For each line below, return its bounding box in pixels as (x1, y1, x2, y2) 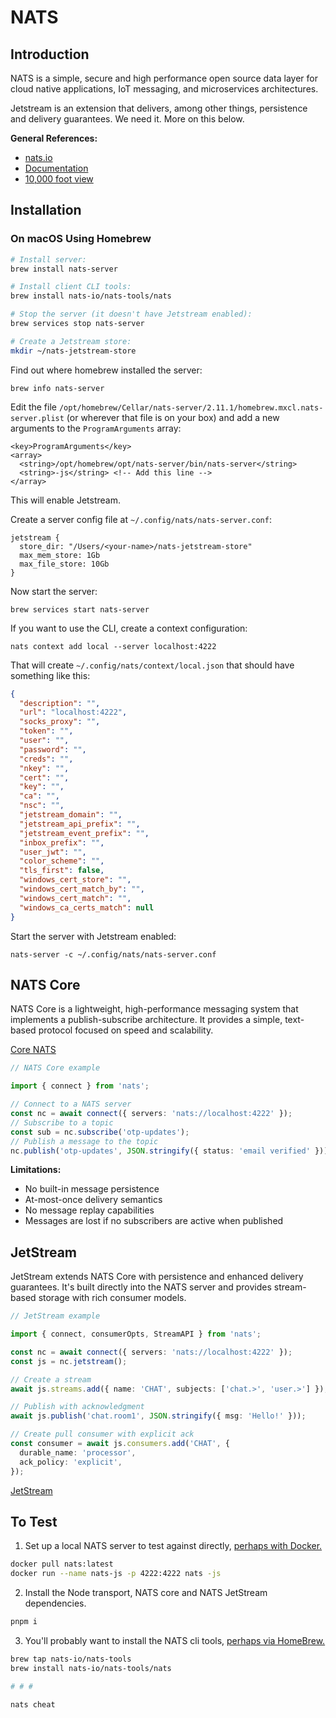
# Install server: (10, 254, 87, 265)
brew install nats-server (10, 264, 118, 274)
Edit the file (10, 401, 57, 413)
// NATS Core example (10, 1063, 101, 1073)
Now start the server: (10, 585, 98, 597)
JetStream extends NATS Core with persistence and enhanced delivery (10, 1271, 304, 1283)
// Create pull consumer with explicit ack (10, 1429, 195, 1440)
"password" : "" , (19, 744, 87, 755)
